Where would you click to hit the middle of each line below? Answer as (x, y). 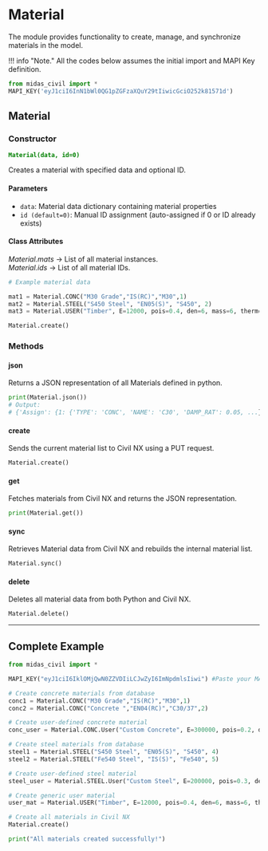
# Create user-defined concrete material (78, 723)
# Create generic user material (62, 795)
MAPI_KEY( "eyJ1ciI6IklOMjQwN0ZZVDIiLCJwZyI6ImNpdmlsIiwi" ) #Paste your (130, 679)
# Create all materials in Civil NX (69, 818)
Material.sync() (35, 564)
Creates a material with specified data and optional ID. (97, 170)
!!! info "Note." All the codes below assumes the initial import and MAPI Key (132, 61)
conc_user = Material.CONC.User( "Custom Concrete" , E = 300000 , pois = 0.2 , (132, 730)
